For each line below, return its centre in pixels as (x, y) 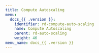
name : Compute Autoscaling (43, 29)
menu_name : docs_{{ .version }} (39, 43)
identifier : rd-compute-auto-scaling (54, 24)
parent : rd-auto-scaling (41, 33)
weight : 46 (26, 38)
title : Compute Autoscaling (35, 10)
